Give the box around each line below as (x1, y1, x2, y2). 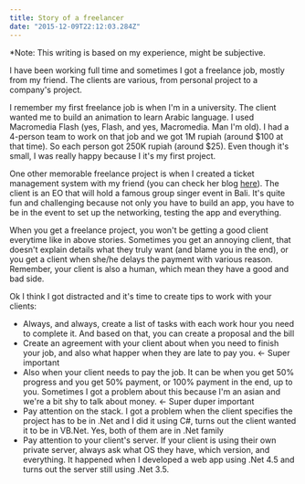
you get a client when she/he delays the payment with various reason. (9, 253, 274, 265)
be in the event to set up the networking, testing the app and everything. (9, 206, 282, 217)
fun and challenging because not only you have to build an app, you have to (9, 197, 295, 208)
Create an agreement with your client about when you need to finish (22, 337, 279, 348)
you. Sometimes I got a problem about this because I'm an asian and (22, 385, 281, 397)
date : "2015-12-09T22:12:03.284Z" (9, 22, 142, 31)
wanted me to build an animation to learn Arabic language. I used (9, 111, 255, 122)
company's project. (9, 84, 82, 95)
